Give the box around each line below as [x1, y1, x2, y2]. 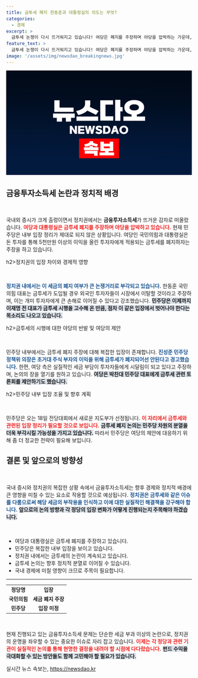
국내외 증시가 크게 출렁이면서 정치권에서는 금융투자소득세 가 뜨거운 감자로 [6, 216, 173, 224]
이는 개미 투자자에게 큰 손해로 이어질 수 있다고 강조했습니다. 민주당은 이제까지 [14, 297, 192, 304]
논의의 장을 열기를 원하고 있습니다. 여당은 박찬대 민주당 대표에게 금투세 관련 [14, 371, 186, 378]
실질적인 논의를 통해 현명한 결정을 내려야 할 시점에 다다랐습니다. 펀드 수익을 [16, 645, 188, 652]
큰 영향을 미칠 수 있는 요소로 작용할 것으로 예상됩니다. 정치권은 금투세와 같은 [6, 491, 180, 498]
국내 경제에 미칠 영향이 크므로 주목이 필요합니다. [14, 567, 125, 574]
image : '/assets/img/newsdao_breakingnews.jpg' [6, 53, 126, 59]
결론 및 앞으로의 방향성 [6, 455, 84, 466]
